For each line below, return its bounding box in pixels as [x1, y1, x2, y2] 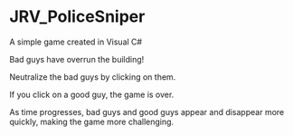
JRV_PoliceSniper [9, 6, 146, 27]
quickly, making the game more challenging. [9, 116, 175, 127]
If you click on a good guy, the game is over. [9, 89, 175, 100]
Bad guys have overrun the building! [9, 53, 145, 64]
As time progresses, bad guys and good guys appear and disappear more [9, 106, 285, 117]
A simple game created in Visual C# [9, 36, 143, 47]
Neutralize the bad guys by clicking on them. [9, 71, 176, 83]
